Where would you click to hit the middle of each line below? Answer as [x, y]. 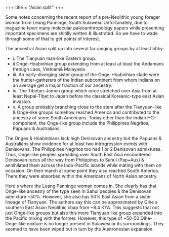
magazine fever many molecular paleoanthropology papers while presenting [85, 28]
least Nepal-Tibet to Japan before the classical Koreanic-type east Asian [88, 96]
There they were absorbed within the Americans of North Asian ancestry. [81, 176]
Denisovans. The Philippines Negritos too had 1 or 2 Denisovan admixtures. [83, 149]
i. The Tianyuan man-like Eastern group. [54, 58]
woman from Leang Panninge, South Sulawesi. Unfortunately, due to [76, 23]
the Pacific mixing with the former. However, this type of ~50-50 [72, 218]
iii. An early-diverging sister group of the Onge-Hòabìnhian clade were [86, 75]
